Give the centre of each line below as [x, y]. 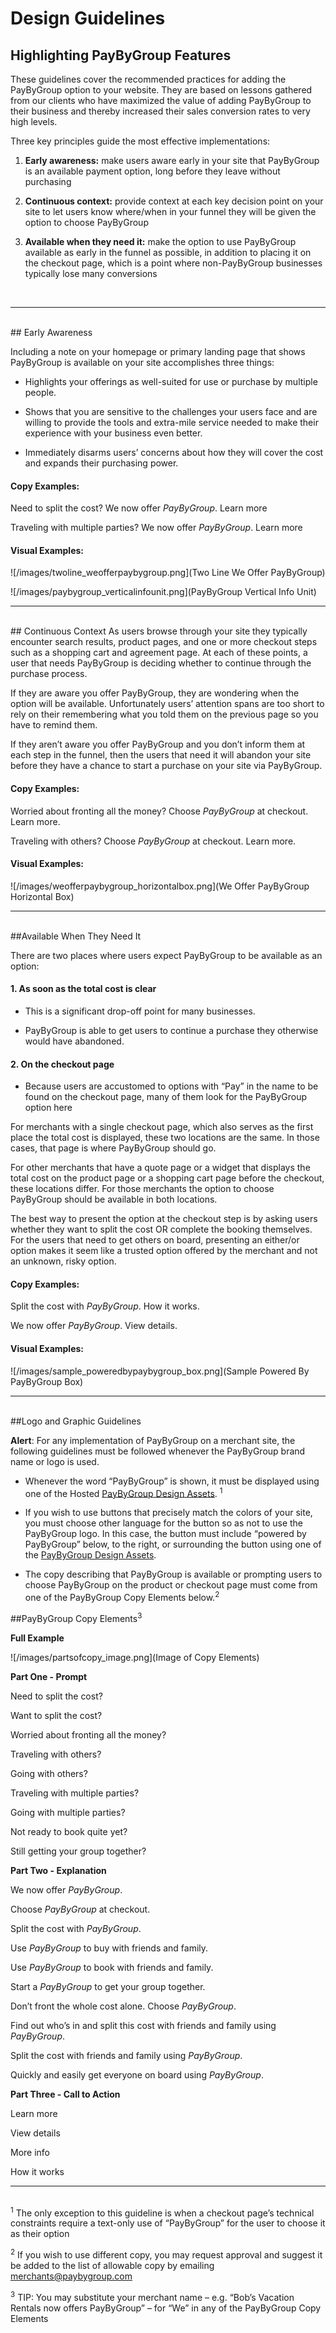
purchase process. [49, 674]
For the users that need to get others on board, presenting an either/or [155, 1240]
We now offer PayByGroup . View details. [94, 1326]
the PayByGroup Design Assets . [90, 1555]
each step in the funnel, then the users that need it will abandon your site [161, 755]
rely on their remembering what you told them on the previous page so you [164, 714]
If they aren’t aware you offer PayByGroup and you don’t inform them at [158, 744]
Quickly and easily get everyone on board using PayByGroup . [137, 2074]
